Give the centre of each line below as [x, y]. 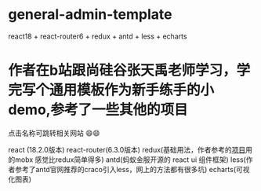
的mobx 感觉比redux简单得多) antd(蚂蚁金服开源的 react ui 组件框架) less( [127, 160]
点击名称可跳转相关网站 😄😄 [54, 133]
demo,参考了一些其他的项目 [98, 110]
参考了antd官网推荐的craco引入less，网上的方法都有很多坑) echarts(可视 [132, 169]
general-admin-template [90, 15]
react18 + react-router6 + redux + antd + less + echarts [98, 36]
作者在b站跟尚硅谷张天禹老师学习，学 [129, 70]
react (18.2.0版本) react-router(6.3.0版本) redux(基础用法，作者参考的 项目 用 [130, 149]
